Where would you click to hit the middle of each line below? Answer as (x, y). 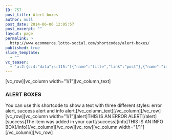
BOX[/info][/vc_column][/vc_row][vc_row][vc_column (61, 127)
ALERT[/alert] (142, 116)
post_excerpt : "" (24, 29)
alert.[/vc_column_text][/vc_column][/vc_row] (113, 111)
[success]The (20, 122)
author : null (19, 19)
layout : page (19, 34)
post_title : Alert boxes (32, 15)
